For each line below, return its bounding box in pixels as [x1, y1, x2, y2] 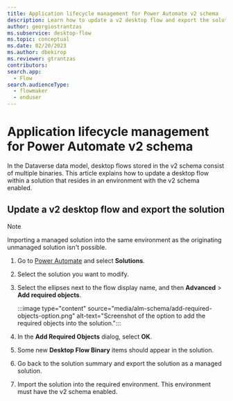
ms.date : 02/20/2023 [7, 42, 67, 49]
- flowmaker [13, 87, 49, 94]
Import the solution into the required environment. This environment [17, 379, 212, 389]
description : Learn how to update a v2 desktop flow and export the [7, 17, 209, 24]
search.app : [7, 68, 42, 75]
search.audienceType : [7, 81, 70, 88]
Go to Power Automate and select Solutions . [17, 256, 146, 264]
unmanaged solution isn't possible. [7, 243, 107, 251]
